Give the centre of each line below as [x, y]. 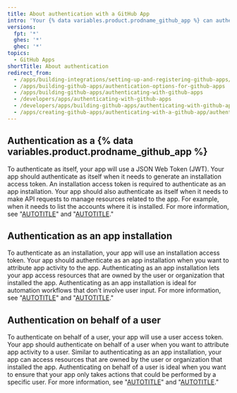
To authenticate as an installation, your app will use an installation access [114, 253]
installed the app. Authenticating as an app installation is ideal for [102, 283]
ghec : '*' [28, 47]
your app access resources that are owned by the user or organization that [116, 275]
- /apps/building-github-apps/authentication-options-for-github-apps [120, 86]
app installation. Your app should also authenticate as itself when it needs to [118, 191]
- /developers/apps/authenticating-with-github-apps [93, 99]
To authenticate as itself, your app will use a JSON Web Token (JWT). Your [116, 169]
